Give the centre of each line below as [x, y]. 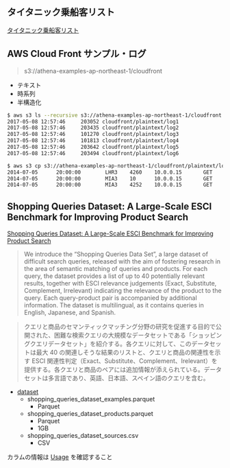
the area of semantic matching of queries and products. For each [116, 269]
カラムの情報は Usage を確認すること [60, 457]
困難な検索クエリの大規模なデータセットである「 [123, 336]
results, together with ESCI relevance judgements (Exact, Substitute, [120, 283]
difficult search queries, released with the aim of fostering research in [122, 261]
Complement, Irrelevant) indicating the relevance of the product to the [123, 291]
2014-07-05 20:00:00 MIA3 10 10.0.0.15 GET [110, 178]
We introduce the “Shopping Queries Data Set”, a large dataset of [116, 254]
